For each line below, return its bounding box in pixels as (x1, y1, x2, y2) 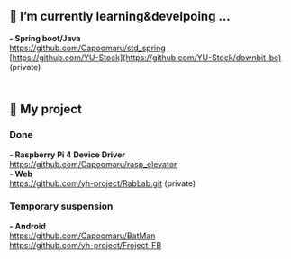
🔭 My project (9, 102, 83, 117)
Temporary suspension (9, 200, 114, 212)
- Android (9, 220, 47, 231)
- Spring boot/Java (9, 32, 81, 43)
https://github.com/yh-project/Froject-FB (9, 239, 162, 250)
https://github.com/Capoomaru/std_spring (9, 42, 167, 53)
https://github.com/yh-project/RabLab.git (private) (9, 177, 196, 189)
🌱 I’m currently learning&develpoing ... (9, 9, 232, 24)
